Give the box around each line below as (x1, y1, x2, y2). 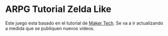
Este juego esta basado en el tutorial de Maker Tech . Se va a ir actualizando (5, 20, 163, 26)
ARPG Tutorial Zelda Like (5, 3, 111, 15)
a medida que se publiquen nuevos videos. (5, 25, 95, 31)
